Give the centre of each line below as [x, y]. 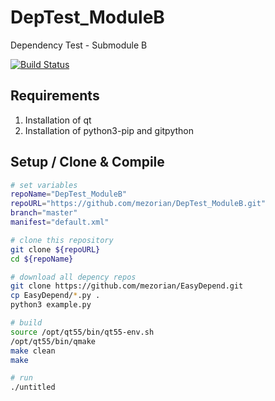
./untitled [33, 387]
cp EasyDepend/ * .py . [55, 296]
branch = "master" [44, 213]
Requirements [55, 96]
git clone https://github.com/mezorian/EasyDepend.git [127, 286]
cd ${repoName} [42, 259]
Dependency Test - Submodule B [79, 45]
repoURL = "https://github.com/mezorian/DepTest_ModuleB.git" [138, 204]
